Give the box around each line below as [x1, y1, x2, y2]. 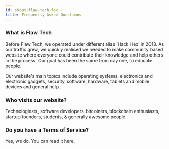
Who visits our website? [5, 96, 67, 103]
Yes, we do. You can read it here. [5, 138, 76, 144]
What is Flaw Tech [5, 29, 52, 36]
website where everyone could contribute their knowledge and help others [5, 52, 163, 58]
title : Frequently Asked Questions [5, 12, 82, 17]
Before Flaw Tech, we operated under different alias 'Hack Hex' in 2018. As [5, 41, 164, 47]
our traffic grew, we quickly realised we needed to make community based [5, 46, 163, 52]
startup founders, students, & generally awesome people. [5, 114, 127, 120]
